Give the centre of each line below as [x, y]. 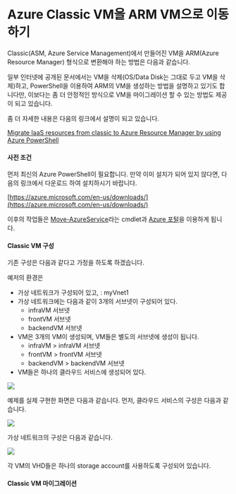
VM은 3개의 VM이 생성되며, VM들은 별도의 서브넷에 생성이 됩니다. [108, 337]
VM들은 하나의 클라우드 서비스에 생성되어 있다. [82, 372]
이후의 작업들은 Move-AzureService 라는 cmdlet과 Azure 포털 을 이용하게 [108, 219]
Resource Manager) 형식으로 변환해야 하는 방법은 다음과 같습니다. [99, 61]
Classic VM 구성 [31, 245]
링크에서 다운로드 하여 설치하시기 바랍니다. [79, 183]
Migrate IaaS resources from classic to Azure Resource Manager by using [114, 132]
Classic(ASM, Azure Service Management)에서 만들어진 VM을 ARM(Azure [113, 53]
